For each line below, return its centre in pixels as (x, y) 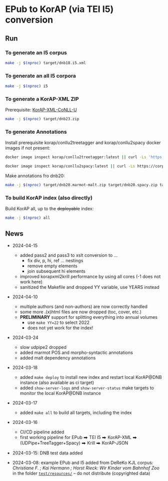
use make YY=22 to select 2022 (58, 322)
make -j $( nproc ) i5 (27, 86)
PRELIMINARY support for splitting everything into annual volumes (88, 317)
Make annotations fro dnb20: (35, 176)
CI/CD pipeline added (42, 432)
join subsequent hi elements (56, 271)
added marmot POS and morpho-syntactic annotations (76, 352)
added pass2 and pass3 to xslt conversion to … (69, 255)
